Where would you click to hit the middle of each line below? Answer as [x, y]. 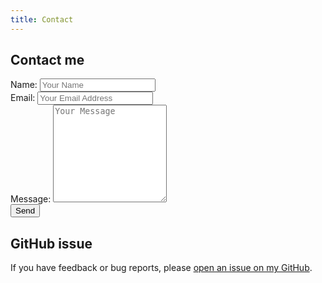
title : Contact [42, 19]
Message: [31, 199]
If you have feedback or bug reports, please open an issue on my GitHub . [161, 268]
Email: [23, 98]
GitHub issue [51, 243]
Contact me [47, 60]
